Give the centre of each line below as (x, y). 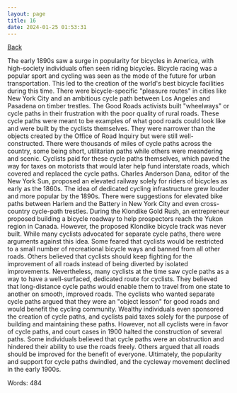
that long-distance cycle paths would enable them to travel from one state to (119, 287)
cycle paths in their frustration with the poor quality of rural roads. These (113, 113)
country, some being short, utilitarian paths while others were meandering (115, 151)
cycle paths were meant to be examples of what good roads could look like (117, 121)
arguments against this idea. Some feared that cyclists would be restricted (116, 241)
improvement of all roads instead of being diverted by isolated (98, 264)
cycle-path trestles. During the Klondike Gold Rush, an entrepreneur (131, 211)
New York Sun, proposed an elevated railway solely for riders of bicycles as (117, 181)
